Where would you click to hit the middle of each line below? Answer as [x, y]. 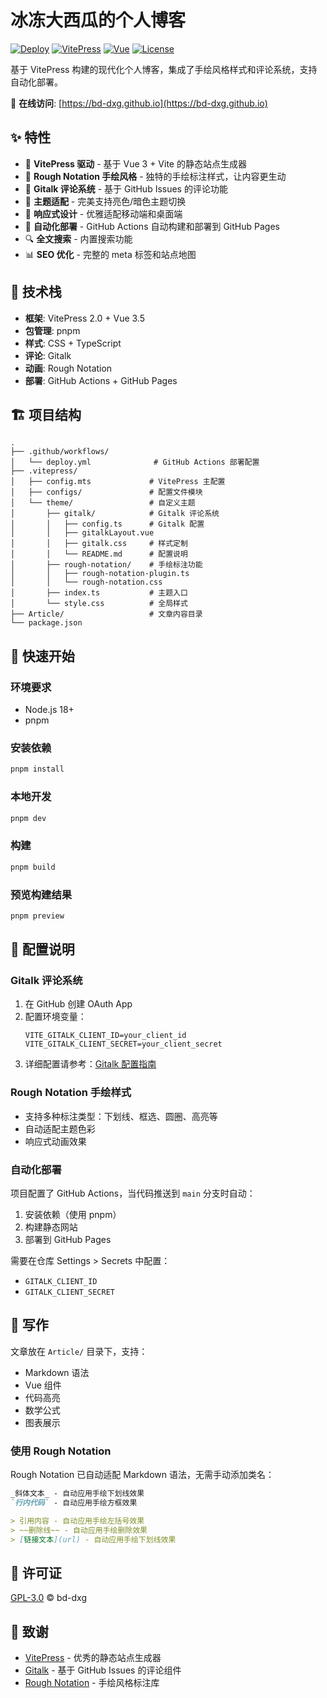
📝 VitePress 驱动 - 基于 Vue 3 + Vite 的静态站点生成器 [135, 163]
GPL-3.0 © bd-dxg [48, 1598]
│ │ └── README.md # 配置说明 [99, 554]
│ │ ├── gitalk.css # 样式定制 [99, 544]
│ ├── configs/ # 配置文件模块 [106, 492]
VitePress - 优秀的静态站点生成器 [93, 1658]
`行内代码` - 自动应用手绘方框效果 [74, 1503]
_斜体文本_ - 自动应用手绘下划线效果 [77, 1494]
